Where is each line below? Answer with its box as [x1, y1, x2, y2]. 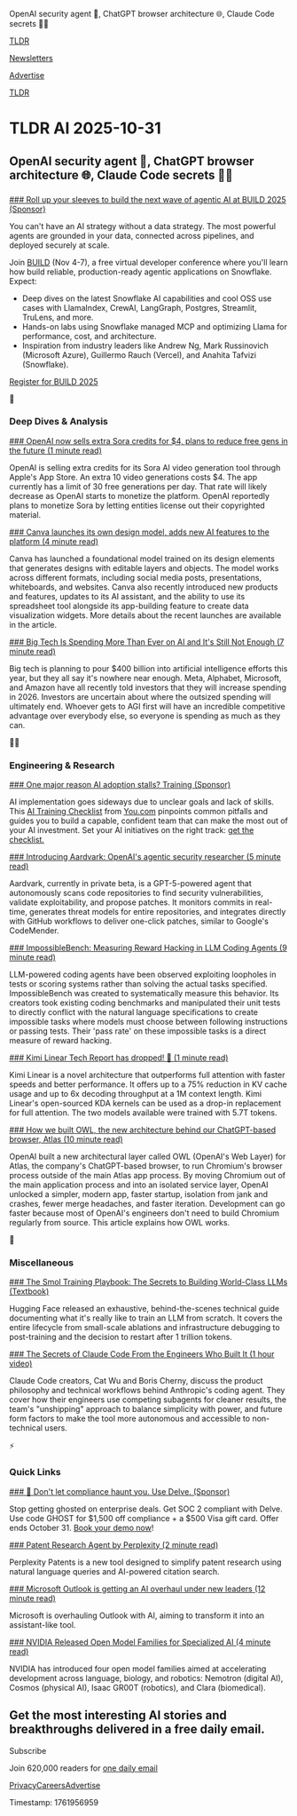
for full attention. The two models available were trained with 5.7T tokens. [9, 1107, 277, 1118]
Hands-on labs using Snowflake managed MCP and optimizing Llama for [21, 321, 288, 332]
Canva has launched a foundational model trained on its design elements [9, 553, 275, 564]
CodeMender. [9, 925, 59, 936]
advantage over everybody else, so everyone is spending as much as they [9, 710, 281, 721]
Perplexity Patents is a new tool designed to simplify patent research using [9, 1557, 282, 1567]
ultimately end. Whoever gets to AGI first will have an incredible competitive [9, 701, 285, 711]
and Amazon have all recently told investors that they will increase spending [9, 682, 286, 693]
